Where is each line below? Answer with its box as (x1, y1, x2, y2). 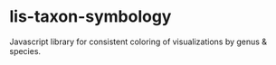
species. (9, 45, 42, 56)
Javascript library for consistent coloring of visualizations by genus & (9, 36, 268, 47)
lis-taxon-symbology (9, 6, 172, 27)
